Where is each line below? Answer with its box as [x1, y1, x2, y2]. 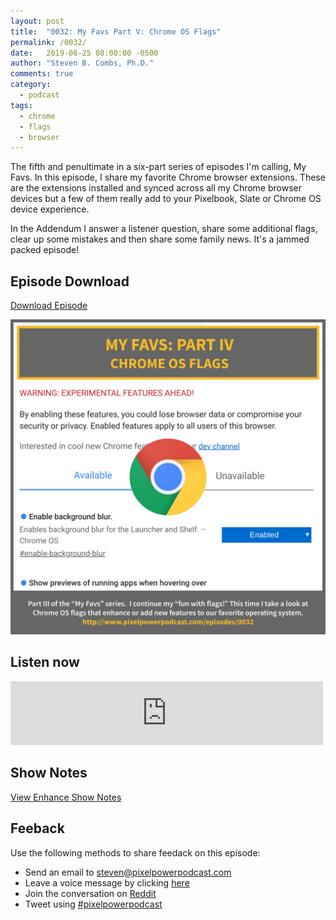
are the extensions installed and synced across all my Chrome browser [10, 182, 303, 194]
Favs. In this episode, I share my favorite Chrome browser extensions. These [10, 171, 326, 184]
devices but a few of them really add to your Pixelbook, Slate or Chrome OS [10, 193, 322, 205]
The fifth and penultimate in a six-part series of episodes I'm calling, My [10, 161, 307, 173]
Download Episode [10, 300, 88, 312]
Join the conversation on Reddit [24, 887, 157, 899]
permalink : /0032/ [10, 37, 87, 47]
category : [10, 80, 52, 90]
